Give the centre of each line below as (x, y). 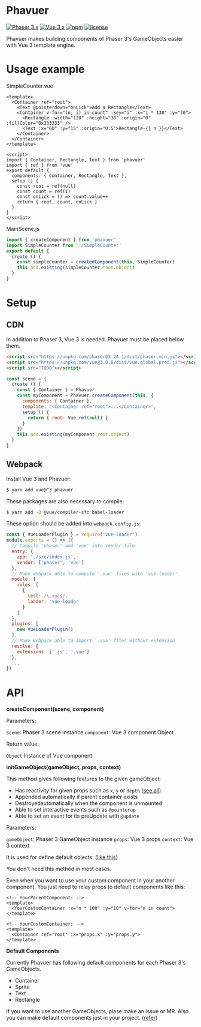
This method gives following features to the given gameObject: (84, 779)
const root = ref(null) (47, 186)
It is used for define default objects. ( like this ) (62, 857)
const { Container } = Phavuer (56, 390)
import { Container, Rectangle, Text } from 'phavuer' (76, 160)
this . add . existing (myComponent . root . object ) (73, 435)
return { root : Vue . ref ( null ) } (68, 418)
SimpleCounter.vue (30, 86)
